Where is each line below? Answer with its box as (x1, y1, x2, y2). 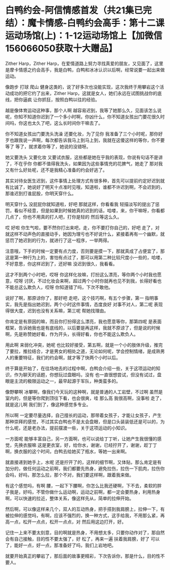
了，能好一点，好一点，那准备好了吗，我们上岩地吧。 (5, 542, 116, 548)
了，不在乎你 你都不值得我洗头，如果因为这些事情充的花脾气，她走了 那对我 (5, 160, 163, 166)
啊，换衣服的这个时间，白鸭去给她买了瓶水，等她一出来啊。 (5, 448, 130, 454)
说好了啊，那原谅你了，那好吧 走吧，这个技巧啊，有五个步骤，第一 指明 (5, 295, 154, 301)
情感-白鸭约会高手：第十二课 (45, 17, 165, 29)
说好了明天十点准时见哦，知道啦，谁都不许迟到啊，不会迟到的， (31, 184, 165, 190)
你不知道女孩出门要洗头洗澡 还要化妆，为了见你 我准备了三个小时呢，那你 (5, 130, 158, 137)
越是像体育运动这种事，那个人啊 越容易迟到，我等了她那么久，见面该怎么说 (5, 107, 162, 113)
